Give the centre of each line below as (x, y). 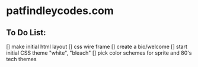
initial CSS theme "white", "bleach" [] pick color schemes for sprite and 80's (99, 53)
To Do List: (26, 33)
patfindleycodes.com (60, 11)
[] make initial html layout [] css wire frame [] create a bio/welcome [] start (97, 46)
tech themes (21, 59)
